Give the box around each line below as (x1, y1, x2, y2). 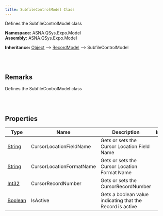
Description (112, 129, 140, 136)
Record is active (100, 203, 137, 210)
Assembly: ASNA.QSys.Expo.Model (5, 35, 77, 41)
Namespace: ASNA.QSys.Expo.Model (5, 30, 81, 35)
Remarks (5, 73, 33, 82)
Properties (5, 115, 38, 123)
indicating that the (100, 197, 142, 204)
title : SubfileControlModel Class (5, 7, 75, 12)
